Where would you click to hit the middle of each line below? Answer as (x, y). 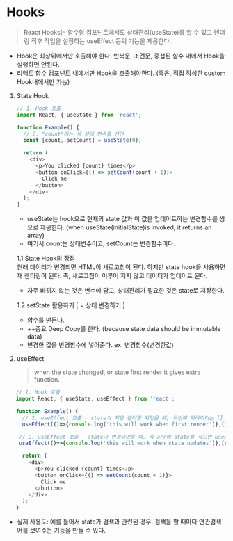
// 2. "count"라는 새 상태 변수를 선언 (74, 134)
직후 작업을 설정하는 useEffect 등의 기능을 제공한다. (101, 41)
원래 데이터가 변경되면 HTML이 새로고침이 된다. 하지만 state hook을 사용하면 (121, 267)
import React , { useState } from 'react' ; (79, 115)
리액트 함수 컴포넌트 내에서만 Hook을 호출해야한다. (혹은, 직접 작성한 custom (121, 73)
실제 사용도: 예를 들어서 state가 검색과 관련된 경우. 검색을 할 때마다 (107, 522)
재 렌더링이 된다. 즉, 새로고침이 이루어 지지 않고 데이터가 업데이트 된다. (112, 276)
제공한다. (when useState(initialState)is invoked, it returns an (126, 227)
